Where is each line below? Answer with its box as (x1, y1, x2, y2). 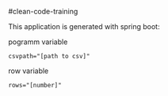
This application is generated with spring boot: (8, 22, 160, 31)
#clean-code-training (8, 7, 78, 16)
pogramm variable (8, 37, 68, 46)
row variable (8, 66, 49, 76)
